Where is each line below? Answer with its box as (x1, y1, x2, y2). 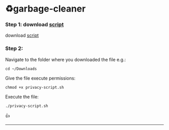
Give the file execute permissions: (5, 75, 75, 81)
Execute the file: (5, 94, 39, 100)
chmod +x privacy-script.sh (5, 85, 64, 90)
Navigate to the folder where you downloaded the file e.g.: (5, 56, 126, 62)
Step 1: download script (5, 21, 64, 28)
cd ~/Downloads (5, 66, 37, 71)
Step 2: (5, 45, 24, 52)
